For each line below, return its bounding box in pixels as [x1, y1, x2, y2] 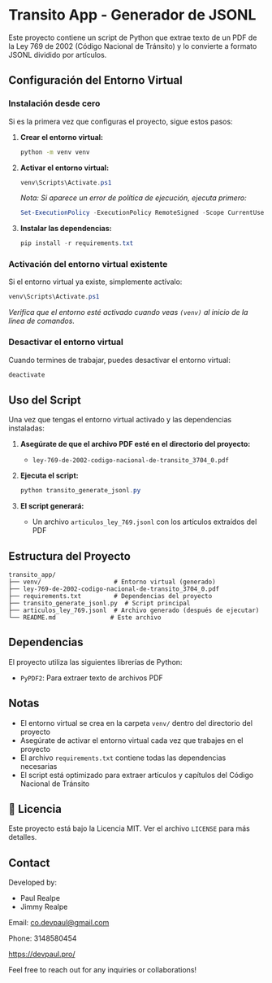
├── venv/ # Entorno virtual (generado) [8, 578, 217, 586]
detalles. [8, 832, 37, 842]
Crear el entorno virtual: [19, 132, 104, 142]
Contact [8, 856, 50, 870]
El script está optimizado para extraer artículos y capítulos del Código [19, 770, 254, 780]
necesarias [19, 761, 58, 771]
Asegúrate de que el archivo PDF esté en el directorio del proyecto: [19, 439, 251, 449]
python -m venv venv [19, 148, 90, 156]
